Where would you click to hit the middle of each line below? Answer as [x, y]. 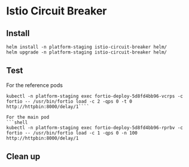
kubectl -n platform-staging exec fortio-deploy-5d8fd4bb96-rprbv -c [95, 127]
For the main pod [28, 117]
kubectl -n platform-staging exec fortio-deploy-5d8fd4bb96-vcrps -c [95, 96]
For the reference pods [34, 85]
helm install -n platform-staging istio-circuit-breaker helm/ [87, 47]
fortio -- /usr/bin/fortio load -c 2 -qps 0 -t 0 [69, 101]
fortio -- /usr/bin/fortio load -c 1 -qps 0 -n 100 [72, 133]
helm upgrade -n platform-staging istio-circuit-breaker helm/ [87, 52]
